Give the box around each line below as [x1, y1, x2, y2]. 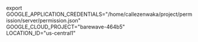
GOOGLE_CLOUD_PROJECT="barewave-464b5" [6, 23, 126, 30]
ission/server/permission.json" [6, 17, 81, 24]
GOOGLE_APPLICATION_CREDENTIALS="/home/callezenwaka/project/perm [6, 11, 193, 18]
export [6, 5, 23, 11]
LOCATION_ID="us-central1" [6, 30, 76, 37]
